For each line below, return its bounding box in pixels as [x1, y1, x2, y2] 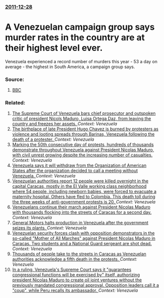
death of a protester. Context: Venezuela [12, 136, 94, 143]
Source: [5, 76, 24, 83]
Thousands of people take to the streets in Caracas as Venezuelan [12, 251, 147, 257]
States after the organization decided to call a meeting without [12, 168, 138, 174]
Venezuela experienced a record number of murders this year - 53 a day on [5, 58, 158, 64]
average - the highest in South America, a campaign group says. [5, 64, 136, 70]
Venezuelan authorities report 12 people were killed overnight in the [12, 178, 149, 184]
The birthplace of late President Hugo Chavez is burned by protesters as [12, 126, 159, 132]
